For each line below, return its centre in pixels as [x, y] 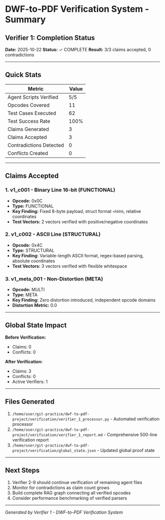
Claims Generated [28, 129]
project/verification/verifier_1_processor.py [61, 419]
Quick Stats [23, 75]
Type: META [25, 295]
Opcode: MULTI [28, 290]
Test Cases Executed [32, 113]
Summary [25, 19]
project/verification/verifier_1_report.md [57, 435]
